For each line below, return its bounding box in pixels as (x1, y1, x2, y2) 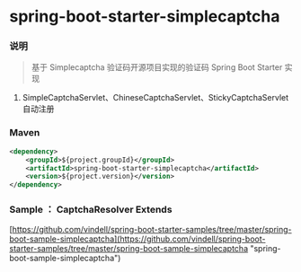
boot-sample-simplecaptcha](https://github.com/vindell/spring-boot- (9, 233, 266, 244)
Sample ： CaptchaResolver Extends (9, 204, 173, 216)
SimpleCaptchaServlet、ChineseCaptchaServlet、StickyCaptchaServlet (22, 92, 289, 103)
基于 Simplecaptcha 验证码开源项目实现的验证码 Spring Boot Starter (31, 62, 283, 73)
